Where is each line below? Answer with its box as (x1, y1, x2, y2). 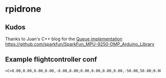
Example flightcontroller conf (5, 55, 97, 64)
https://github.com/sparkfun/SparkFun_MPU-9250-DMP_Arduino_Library (5, 41, 155, 47)
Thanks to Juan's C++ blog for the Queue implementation (5, 36, 123, 42)
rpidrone (5, 3, 41, 15)
